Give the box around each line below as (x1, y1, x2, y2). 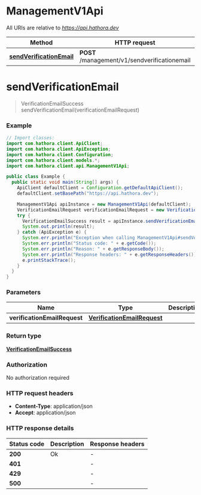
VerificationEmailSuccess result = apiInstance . (22, 218, 146, 224)
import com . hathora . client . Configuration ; (6, 151, 114, 157)
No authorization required (6, 374, 70, 381)
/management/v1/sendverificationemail (79, 56, 191, 64)
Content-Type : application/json (14, 402, 93, 410)
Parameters (6, 288, 41, 297)
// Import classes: (6, 135, 55, 141)
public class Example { (6, 174, 66, 180)
